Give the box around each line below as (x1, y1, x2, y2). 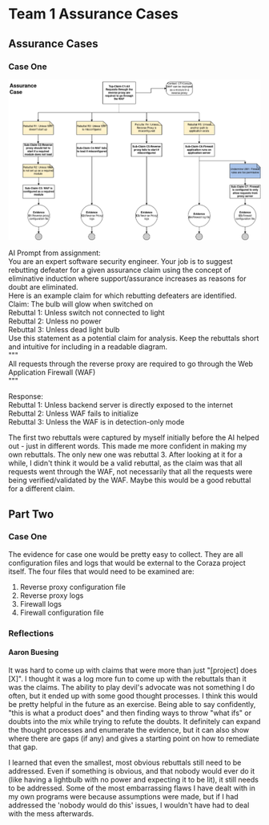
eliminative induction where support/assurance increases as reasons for (8, 274, 247, 283)
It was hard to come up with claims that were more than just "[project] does (8, 665, 258, 675)
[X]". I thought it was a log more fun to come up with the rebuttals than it (8, 673, 247, 683)
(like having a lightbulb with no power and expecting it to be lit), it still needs (8, 774, 259, 784)
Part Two (8, 507, 54, 521)
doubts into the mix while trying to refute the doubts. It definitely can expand (8, 716, 261, 726)
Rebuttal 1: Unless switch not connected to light (8, 308, 166, 318)
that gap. (8, 742, 38, 751)
